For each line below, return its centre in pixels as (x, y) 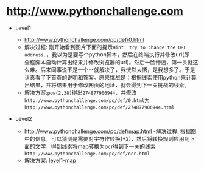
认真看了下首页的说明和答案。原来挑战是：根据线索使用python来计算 (110, 77)
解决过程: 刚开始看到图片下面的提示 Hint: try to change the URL (105, 47)
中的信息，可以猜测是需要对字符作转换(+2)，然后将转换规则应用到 (107, 138)
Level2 (23, 118)
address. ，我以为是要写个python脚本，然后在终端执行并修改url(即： (110, 54)
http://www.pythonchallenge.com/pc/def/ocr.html (87, 154)
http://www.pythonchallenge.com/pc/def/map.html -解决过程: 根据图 (110, 131)
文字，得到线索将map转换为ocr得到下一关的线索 (95, 146)
